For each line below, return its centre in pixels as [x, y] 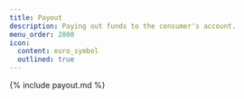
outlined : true [46, 59]
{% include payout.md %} [57, 85]
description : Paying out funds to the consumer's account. [123, 26]
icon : [19, 43]
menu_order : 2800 [42, 34]
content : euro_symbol [58, 51]
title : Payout [36, 18]
